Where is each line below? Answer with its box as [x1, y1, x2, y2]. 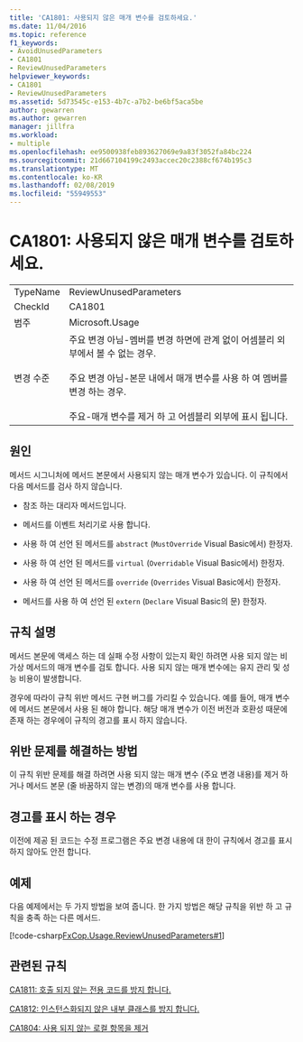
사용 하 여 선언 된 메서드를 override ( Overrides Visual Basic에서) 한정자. [22, 576, 281, 587]
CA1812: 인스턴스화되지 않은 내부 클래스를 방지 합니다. [9, 1003, 200, 1014]
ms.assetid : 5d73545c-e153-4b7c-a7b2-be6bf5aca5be [9, 97, 204, 106]
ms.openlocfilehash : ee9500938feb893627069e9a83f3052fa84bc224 [9, 147, 252, 156]
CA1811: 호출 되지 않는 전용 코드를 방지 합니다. [9, 984, 171, 995]
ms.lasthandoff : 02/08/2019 [9, 181, 115, 190]
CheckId [14, 300, 50, 312]
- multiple [9, 139, 50, 148]
